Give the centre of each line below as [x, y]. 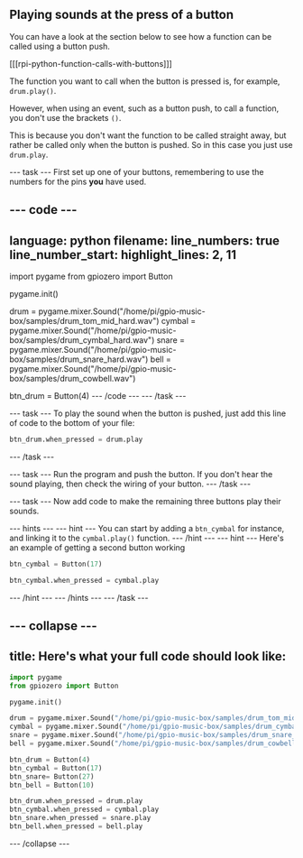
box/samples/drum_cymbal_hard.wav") [82, 340]
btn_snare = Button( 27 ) [52, 776]
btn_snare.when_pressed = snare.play [80, 818]
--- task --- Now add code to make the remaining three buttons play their [145, 501]
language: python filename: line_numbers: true [145, 240]
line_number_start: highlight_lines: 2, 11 [123, 255]
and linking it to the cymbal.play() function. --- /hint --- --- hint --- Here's [147, 538]
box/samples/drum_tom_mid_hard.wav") [84, 321]
